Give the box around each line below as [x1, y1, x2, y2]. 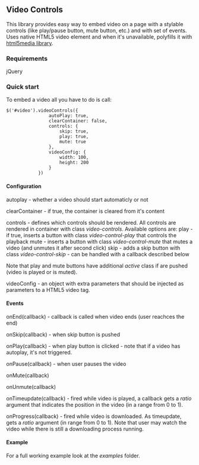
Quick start [6, 83, 40, 91]
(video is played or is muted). [6, 268, 78, 275]
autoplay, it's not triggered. [6, 348, 72, 356]
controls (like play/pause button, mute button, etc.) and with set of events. [6, 27, 187, 34]
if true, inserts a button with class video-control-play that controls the [6, 231, 177, 238]
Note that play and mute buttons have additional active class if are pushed [6, 262, 188, 269]
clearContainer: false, [48, 118, 108, 124]
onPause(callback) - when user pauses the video [6, 360, 127, 367]
